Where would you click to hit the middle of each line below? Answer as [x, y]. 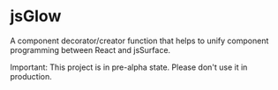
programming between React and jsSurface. [90, 49]
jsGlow [36, 16]
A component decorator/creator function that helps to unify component [139, 41]
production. [31, 76]
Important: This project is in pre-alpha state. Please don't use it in [129, 67]
